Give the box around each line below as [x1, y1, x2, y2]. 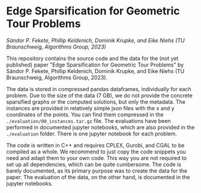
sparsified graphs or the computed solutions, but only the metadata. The [6, 98, 186, 105]
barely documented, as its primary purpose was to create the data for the [6, 167, 188, 174]
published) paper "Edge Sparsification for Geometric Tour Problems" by [6, 61, 184, 68]
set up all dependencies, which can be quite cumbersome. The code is [6, 161, 182, 168]
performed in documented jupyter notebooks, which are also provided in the [6, 123, 195, 131]
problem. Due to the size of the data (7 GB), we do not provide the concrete [6, 92, 193, 99]
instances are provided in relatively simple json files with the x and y [6, 104, 175, 111]
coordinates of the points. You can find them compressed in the [6, 111, 164, 118]
